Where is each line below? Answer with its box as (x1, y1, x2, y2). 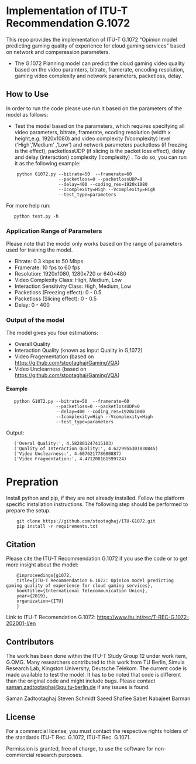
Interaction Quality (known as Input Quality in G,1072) (14, 347, 143, 354)
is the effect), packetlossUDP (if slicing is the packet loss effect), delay (14, 147, 185, 154)
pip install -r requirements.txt (16, 524, 98, 529)
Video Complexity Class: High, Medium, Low (14, 277, 122, 284)
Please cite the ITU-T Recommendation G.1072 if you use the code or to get (6, 555, 188, 562)
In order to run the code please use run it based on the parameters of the (6, 104, 183, 112)
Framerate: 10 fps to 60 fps (14, 264, 80, 271)
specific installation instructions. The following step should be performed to (6, 501, 188, 508)
